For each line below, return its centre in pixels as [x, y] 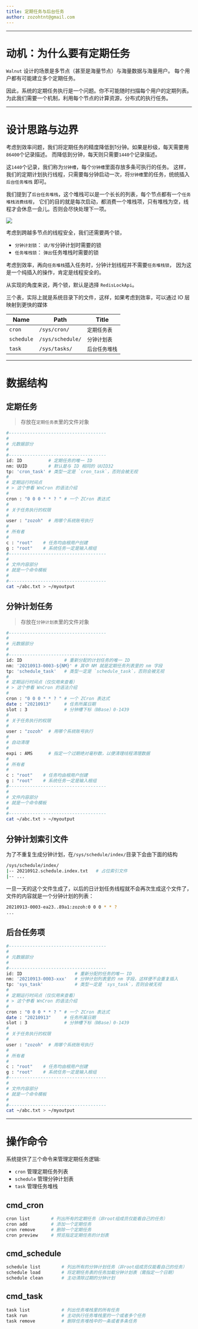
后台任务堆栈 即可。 [28, 182]
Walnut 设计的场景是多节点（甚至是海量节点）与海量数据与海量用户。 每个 [95, 71]
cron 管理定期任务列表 [42, 1172]
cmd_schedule [34, 1253]
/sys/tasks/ [56, 349]
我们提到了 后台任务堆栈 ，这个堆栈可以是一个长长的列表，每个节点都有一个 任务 [99, 194]
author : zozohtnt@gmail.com [41, 17]
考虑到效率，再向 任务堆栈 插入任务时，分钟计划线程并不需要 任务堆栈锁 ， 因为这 [99, 265]
